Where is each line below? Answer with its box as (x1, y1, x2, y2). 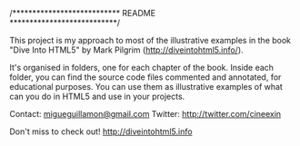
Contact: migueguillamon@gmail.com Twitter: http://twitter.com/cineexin (9, 109, 282, 119)
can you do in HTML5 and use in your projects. (9, 91, 185, 102)
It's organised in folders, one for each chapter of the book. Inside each (9, 63, 275, 73)
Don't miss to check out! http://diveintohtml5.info (9, 126, 193, 137)
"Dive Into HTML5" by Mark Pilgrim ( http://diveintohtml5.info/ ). (9, 44, 244, 55)
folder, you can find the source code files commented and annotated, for (9, 72, 282, 83)
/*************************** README (9, 8, 156, 18)
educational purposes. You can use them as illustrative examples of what (9, 82, 284, 92)
